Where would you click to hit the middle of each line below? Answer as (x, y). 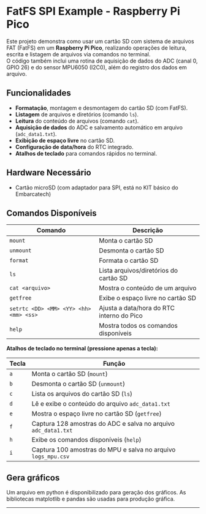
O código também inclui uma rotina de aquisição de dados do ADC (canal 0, (102, 61)
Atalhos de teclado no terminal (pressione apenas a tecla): (82, 349)
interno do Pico (121, 316)
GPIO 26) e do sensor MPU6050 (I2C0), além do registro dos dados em (97, 67)
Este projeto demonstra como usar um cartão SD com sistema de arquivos (100, 41)
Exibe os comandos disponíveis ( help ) (87, 440)
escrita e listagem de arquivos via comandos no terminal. (78, 54)
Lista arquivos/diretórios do (139, 271)
